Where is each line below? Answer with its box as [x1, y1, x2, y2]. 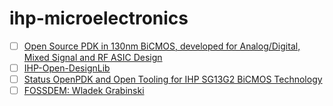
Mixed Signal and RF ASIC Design [23, 52, 163, 63]
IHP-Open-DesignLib [23, 62, 111, 74]
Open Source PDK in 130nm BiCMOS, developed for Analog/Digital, [23, 40, 301, 52]
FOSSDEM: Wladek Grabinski [23, 85, 145, 97]
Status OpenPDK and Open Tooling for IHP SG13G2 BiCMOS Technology [23, 73, 323, 86]
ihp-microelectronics [9, 7, 189, 30]
